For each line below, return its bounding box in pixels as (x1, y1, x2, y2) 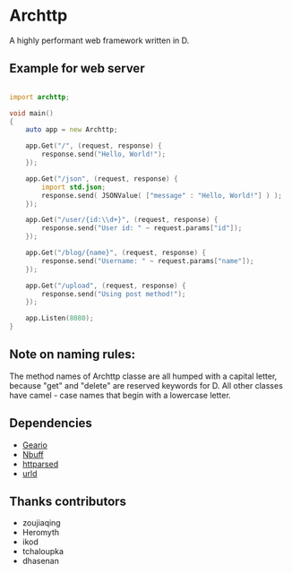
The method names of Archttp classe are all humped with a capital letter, (9, 371, 278, 381)
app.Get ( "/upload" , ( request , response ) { (25, 281, 186, 290)
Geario (21, 440, 47, 450)
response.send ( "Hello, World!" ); (41, 150, 167, 159)
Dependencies (9, 415, 92, 431)
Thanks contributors (9, 494, 127, 509)
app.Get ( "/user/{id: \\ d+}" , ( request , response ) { (25, 216, 219, 225)
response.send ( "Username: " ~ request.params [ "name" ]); (41, 256, 254, 265)
